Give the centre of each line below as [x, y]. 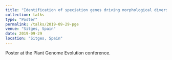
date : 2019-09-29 [24, 34]
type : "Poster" [21, 19]
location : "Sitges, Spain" [34, 39]
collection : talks [25, 15]
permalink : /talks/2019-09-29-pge [42, 24]
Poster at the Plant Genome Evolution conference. [58, 53]
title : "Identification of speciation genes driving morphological [79, 10]
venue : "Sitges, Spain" [31, 29]
